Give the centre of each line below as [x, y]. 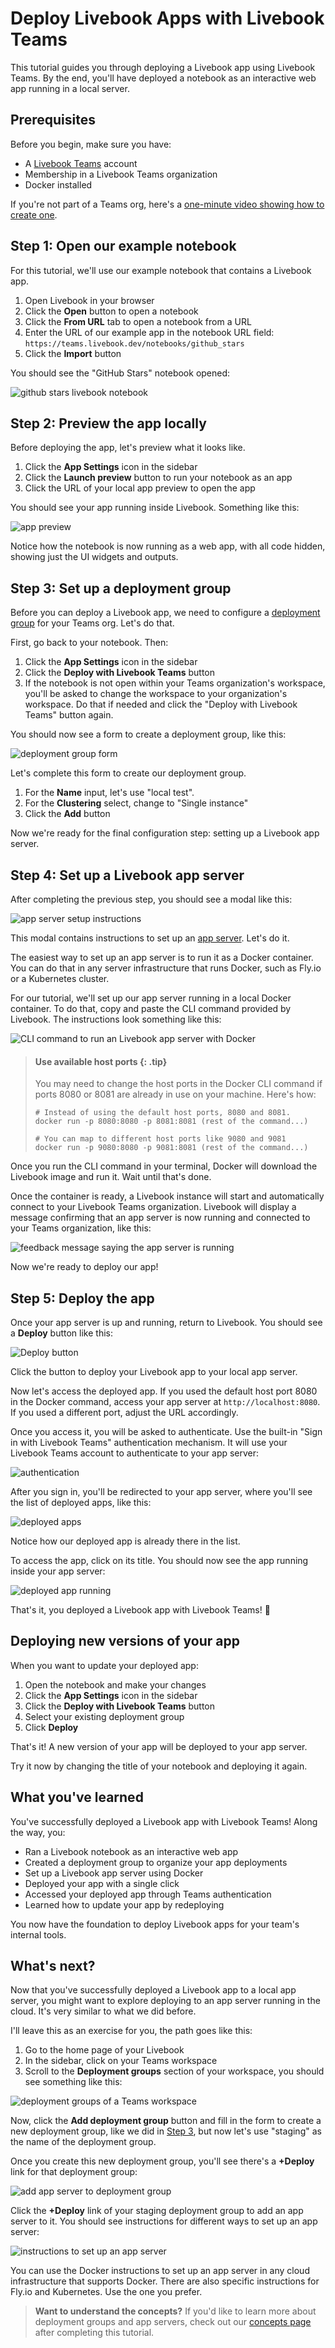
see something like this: [73, 2082]
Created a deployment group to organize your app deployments [156, 1862]
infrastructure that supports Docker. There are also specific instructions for [165, 2281]
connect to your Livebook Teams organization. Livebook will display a [153, 1207]
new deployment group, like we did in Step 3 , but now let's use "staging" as [166, 2131]
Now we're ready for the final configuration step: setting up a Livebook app [165, 833]
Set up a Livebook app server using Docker [114, 1873]
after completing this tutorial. [94, 2333]
